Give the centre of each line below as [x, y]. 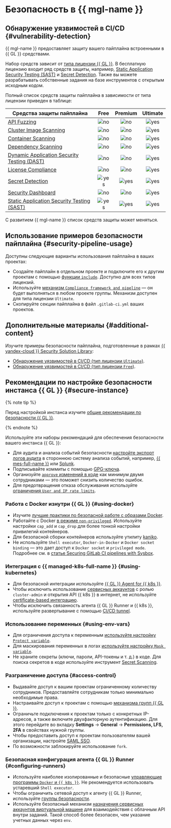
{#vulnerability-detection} [48, 36]
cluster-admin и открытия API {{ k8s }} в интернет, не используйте [84, 594]
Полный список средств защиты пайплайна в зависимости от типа [78, 95]
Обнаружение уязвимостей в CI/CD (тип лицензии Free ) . [74, 366]
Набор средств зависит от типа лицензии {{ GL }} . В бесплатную [76, 64]
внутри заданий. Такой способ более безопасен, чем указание [81, 815]
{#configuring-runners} [36, 766]
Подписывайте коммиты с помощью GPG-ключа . [66, 469]
